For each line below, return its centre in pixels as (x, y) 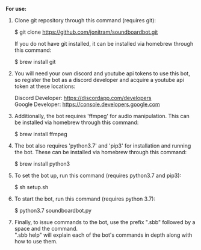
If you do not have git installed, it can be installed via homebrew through (104, 44)
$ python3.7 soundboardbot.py (53, 211)
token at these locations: (45, 86)
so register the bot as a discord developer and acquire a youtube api (99, 80)
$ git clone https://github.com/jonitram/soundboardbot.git (86, 32)
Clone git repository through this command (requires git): (85, 20)
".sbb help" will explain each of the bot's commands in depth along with (103, 235)
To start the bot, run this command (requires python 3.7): (85, 199)
